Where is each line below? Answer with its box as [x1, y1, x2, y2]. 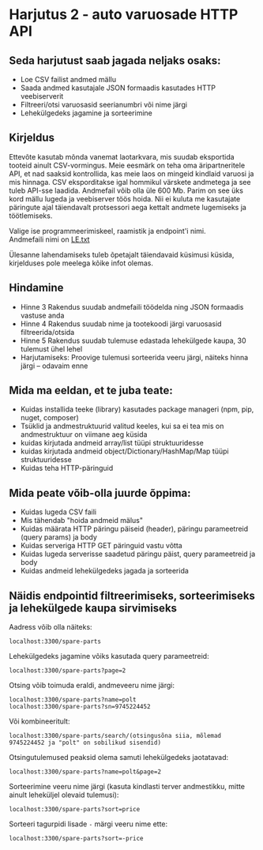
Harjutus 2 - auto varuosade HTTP [9, 6, 239, 24]
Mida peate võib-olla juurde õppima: [9, 486, 192, 499]
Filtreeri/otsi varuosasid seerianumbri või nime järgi [20, 100, 188, 109]
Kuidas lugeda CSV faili [20, 507, 97, 517]
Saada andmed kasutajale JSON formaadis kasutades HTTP [20, 83, 216, 92]
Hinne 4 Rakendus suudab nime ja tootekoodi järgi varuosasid [20, 318, 222, 329]
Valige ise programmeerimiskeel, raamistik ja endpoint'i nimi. [9, 226, 206, 235]
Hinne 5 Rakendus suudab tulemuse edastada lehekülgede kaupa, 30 [20, 336, 247, 345]
